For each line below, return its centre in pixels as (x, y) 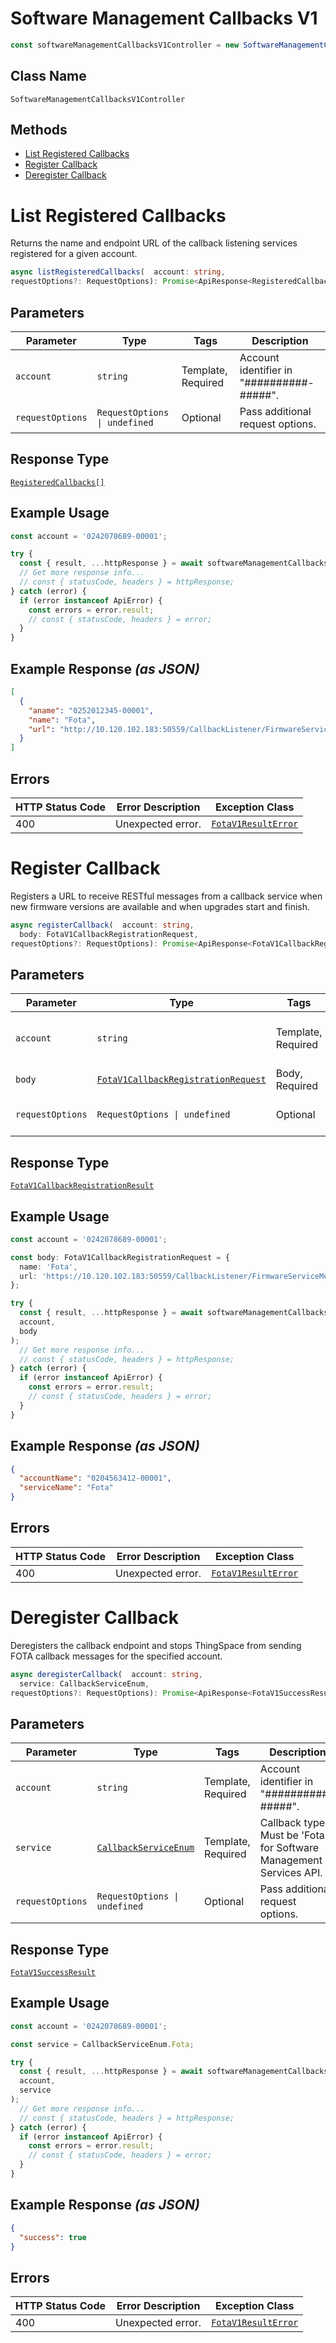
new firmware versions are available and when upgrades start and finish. (160, 906)
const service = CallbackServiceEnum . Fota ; (102, 2044)
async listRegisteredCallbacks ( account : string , (118, 272)
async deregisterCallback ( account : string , (106, 1674)
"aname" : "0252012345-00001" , (91, 710)
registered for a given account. (74, 254)
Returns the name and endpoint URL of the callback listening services (154, 243)
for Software (289, 1848)
